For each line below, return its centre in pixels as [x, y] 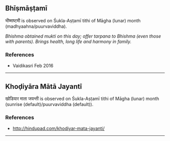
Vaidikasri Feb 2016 [33, 66]
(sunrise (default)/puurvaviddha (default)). [49, 104]
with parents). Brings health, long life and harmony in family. [68, 41]
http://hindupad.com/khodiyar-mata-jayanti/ [58, 128]
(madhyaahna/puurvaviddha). [36, 26]
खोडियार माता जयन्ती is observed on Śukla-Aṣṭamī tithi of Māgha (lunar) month [82, 98]
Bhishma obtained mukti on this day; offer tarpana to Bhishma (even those [83, 36]
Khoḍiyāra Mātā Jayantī [44, 86]
